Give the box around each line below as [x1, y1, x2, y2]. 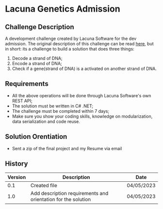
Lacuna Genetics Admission [5, 3, 120, 15]
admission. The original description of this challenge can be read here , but [5, 41, 154, 47]
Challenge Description [5, 23, 74, 31]
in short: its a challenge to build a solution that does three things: [5, 46, 134, 52]
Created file [31, 182, 57, 189]
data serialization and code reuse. [12, 118, 80, 124]
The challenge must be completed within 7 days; [12, 108, 110, 114]
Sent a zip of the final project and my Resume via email [12, 145, 122, 151]
